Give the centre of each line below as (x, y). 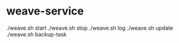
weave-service (45, 11)
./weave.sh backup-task (36, 34)
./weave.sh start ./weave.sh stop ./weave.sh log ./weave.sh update (90, 28)
